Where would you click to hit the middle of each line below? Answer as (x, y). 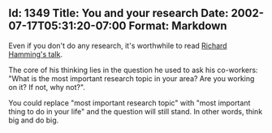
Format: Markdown (178, 26)
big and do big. (34, 120)
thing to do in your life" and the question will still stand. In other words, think (136, 111)
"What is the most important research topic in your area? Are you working (132, 78)
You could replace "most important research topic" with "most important (130, 103)
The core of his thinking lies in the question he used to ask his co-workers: (133, 70)
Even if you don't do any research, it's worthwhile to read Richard (118, 45)
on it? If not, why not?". (47, 87)
